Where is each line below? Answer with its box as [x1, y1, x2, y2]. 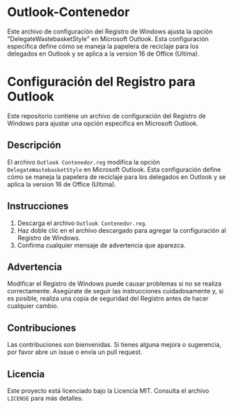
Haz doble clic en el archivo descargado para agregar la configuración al [17, 226, 226, 234]
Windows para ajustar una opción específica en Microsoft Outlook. [7, 119, 199, 128]
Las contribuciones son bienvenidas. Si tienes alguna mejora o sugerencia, [7, 341, 222, 349]
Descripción [7, 139, 61, 151]
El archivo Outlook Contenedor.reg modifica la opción [7, 157, 161, 166]
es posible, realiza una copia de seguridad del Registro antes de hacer [7, 294, 209, 303]
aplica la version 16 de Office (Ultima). [7, 180, 117, 188]
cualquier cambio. [7, 302, 59, 310]
